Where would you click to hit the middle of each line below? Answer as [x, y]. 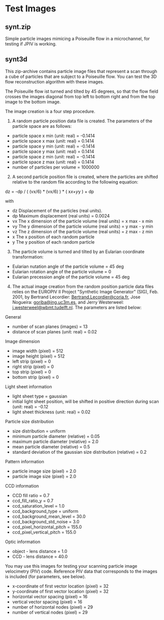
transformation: [28, 256]
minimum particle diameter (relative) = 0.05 [56, 436]
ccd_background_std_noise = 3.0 [46, 521]
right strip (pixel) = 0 [33, 366]
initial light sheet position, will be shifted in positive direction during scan [85, 401]
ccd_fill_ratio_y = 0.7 [33, 501]
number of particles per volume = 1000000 [56, 167]
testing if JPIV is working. [31, 44]
